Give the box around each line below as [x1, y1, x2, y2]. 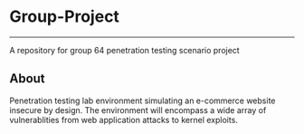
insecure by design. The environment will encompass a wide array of [9, 104, 267, 115]
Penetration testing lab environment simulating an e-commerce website [9, 95, 276, 106]
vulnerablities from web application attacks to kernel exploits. [9, 114, 238, 125]
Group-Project [9, 6, 120, 27]
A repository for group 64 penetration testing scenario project [9, 44, 240, 55]
